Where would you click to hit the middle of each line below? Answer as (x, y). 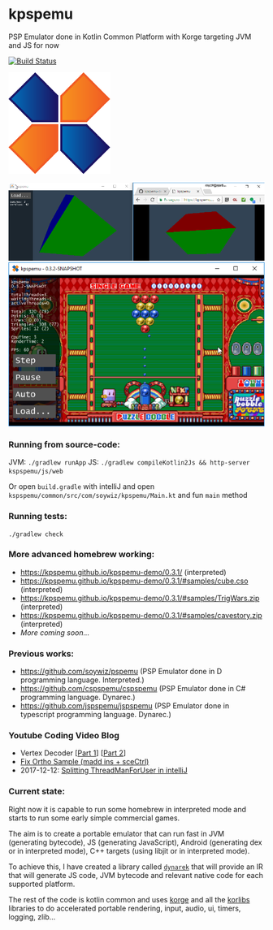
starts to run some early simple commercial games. (94, 818)
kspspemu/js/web (36, 472)
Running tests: (38, 517)
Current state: (37, 791)
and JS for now (34, 45)
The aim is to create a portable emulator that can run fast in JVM (117, 833)
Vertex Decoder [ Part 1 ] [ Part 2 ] (73, 753)
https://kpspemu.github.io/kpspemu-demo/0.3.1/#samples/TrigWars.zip (140, 598)
